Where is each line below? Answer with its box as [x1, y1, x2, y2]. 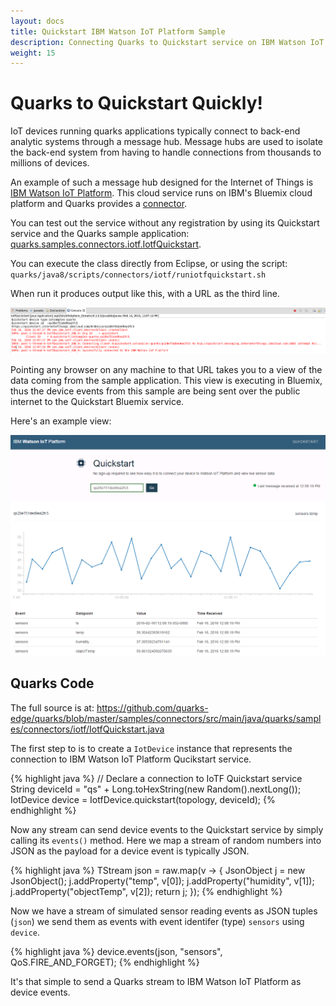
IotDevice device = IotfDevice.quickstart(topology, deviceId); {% [10, 793, 276, 805]
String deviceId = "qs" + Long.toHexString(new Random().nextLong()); [10, 783, 302, 795]
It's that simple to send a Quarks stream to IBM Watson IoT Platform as [10, 975, 302, 987]
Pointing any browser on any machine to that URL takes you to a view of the [10, 364, 323, 376]
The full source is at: [10, 701, 95, 714]
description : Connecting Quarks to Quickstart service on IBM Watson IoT [10, 37, 325, 47]
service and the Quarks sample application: [10, 228, 190, 240]
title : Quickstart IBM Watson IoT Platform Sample [10, 26, 226, 37]
